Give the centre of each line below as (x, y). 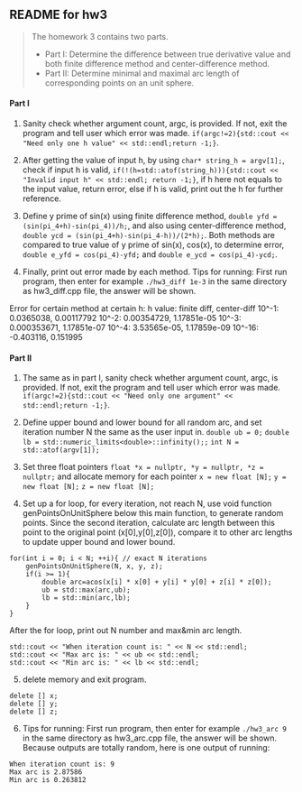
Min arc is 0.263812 (48, 780)
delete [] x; (34, 696)
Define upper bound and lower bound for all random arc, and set (142, 422)
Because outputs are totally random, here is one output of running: (146, 748)
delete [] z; (34, 712)
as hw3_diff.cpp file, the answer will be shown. (109, 291)
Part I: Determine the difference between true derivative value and (168, 54)
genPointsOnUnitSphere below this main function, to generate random (153, 513)
